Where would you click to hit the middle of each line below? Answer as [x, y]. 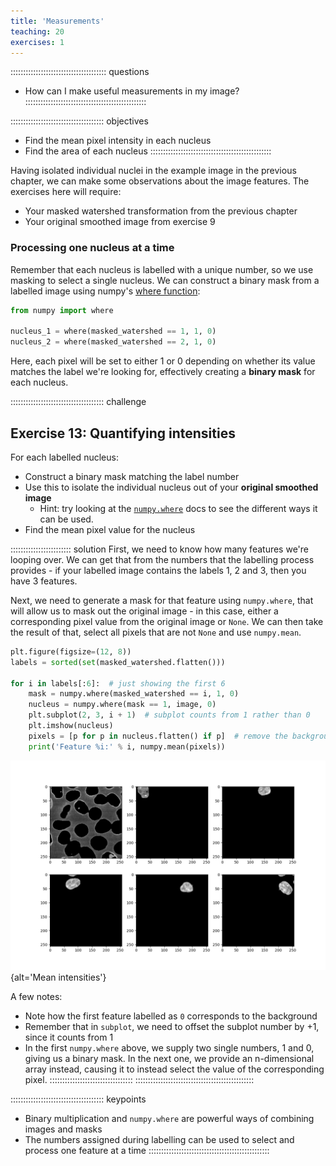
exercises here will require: [66, 192]
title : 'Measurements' [57, 21]
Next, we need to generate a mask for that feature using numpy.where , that [162, 600]
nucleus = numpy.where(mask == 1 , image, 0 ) [122, 705]
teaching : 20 [37, 31]
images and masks [63, 1129]
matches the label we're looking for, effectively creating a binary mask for [163, 372]
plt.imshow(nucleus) [71, 726]
